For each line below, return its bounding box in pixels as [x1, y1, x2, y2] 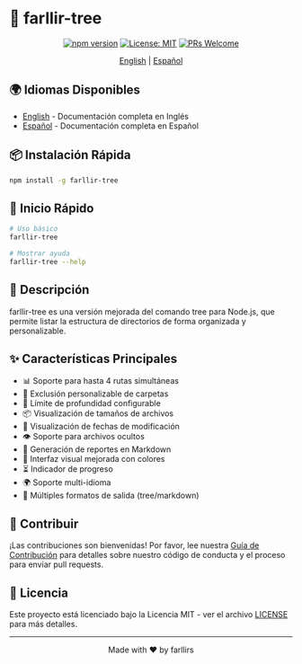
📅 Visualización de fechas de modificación [22, 421, 180, 432]
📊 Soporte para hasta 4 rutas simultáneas [22, 376, 180, 386]
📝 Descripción [9, 282, 90, 297]
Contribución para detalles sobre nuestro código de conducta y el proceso [9, 550, 286, 561]
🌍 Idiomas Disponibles [9, 83, 141, 98]
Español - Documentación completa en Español [22, 120, 200, 131]
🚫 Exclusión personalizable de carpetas [22, 388, 169, 399]
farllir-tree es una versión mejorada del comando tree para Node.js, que [9, 305, 276, 317]
